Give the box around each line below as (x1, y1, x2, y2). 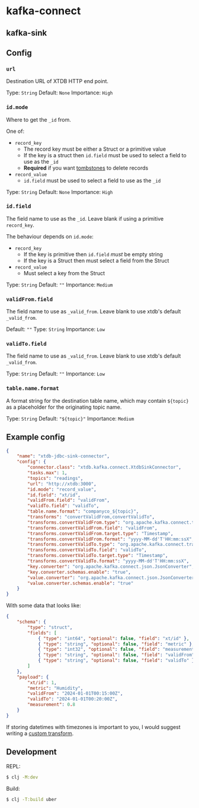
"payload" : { (17, 674, 49, 680)
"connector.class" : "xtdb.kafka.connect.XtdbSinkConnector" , (27, 465, 182, 470)
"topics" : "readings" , (27, 475, 84, 481)
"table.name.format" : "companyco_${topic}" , (27, 508, 139, 514)
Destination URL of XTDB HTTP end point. (6, 78, 108, 85)
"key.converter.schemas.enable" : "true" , (27, 569, 131, 575)
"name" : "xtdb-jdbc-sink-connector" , (17, 453, 110, 459)
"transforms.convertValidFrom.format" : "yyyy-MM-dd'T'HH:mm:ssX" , (27, 536, 195, 542)
